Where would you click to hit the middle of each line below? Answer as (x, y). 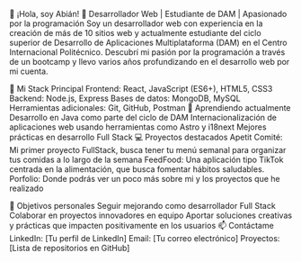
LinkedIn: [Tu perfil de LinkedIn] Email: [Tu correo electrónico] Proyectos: (145, 238)
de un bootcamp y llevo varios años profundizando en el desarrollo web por (150, 62)
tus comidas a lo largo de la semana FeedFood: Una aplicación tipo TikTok (146, 159)
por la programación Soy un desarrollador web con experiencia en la (136, 23)
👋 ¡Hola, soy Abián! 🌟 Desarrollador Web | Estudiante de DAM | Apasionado (148, 14)
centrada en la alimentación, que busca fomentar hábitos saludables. (137, 169)
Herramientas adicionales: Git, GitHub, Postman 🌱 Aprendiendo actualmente (150, 108)
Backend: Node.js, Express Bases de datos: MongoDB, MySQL (125, 98)
